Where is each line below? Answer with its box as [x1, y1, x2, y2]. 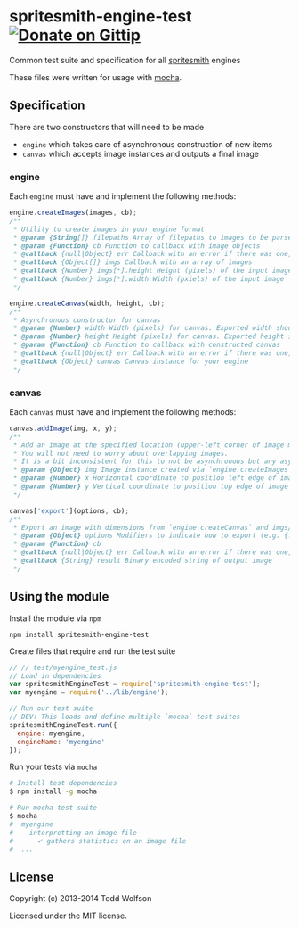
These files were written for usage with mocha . [9, 71, 182, 82]
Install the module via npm [9, 613, 102, 624]
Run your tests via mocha [9, 761, 98, 773]
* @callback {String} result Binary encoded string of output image [12, 556, 273, 566]
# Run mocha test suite [9, 803, 98, 813]
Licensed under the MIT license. [9, 910, 127, 921]
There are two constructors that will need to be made [9, 121, 205, 132]
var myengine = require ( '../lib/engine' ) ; [9, 688, 169, 697]
